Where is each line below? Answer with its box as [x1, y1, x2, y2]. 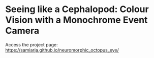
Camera [5, 25, 40, 36]
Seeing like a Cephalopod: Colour [5, 4, 149, 15]
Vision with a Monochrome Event [5, 14, 148, 26]
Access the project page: [5, 41, 58, 47]
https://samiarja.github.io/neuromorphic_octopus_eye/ [5, 47, 119, 53]
